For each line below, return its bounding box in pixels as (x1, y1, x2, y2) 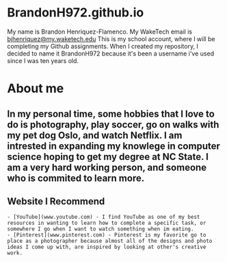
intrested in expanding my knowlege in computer (7, 140, 221, 152)
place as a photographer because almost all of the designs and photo (7, 238, 213, 245)
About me (7, 81, 64, 97)
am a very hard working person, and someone (7, 161, 207, 173)
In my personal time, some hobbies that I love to (7, 108, 215, 119)
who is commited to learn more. (7, 172, 145, 184)
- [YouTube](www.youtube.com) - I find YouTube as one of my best (7, 214, 200, 221)
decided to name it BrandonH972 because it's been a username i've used (7, 49, 214, 58)
